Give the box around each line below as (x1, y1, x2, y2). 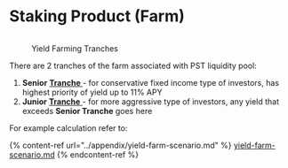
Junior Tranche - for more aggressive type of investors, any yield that (21, 95, 280, 107)
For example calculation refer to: (9, 122, 128, 134)
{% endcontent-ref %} (56, 149, 140, 160)
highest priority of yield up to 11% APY (21, 87, 163, 97)
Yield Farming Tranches (31, 42, 118, 54)
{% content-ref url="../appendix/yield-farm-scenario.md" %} (9, 140, 233, 150)
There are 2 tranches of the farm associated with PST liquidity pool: (9, 60, 258, 71)
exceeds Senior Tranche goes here (21, 105, 153, 116)
